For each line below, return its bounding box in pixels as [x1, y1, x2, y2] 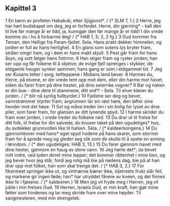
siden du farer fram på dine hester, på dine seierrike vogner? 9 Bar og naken [5, 82, 165, 88]
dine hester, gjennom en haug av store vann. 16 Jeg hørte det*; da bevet [5, 146, 157, 152]
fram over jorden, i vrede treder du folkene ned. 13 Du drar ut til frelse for [5, 114, 158, 120]
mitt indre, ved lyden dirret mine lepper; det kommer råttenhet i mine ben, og [5, 152, 165, 158]
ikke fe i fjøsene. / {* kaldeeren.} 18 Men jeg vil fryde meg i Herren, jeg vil [5, 179, 159, 185]
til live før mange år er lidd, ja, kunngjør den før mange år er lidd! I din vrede [5, 28, 163, 34]
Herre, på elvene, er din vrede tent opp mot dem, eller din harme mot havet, [5, 76, 163, 83]
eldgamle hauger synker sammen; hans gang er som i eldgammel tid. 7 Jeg [5, 66, 162, 72]
